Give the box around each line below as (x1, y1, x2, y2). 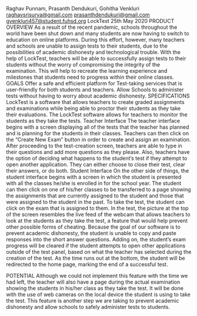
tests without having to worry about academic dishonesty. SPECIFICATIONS (6, 92, 190, 99)
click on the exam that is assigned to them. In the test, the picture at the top (6, 205, 189, 211)
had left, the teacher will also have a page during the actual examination (6, 278, 181, 285)
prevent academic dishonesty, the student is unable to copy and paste (6, 230, 176, 237)
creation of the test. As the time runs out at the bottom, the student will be (6, 255, 185, 261)
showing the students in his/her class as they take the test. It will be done (6, 285, 184, 291)
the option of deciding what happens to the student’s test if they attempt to (6, 155, 188, 162)
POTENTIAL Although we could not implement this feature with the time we (6, 273, 188, 279)
